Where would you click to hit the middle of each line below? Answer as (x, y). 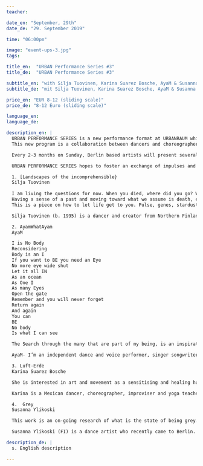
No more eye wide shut (40, 266)
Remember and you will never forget (58, 300)
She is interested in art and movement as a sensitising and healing (101, 382)
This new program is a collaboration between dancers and (86, 144)
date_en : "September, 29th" (42, 23)
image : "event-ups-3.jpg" (39, 50)
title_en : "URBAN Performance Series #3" (60, 67)
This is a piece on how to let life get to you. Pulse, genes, (93, 205)
